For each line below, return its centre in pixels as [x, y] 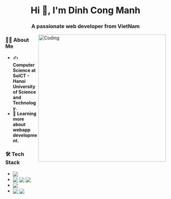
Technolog [24, 103]
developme [25, 135]
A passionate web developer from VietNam [85, 26]
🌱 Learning [24, 113]
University [24, 87]
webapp [21, 130]
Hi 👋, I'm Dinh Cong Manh [85, 10]
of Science [24, 92]
